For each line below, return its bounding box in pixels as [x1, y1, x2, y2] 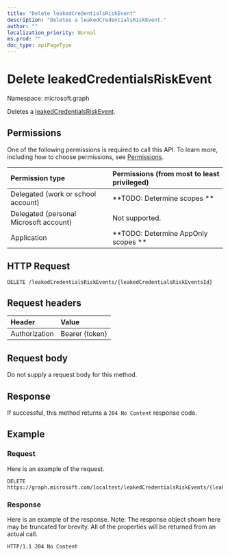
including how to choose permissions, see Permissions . [7, 152, 164, 161]
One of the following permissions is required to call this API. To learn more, [7, 145, 218, 154]
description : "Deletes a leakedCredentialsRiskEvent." [7, 16, 167, 23]
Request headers [7, 297, 82, 309]
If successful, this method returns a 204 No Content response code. [7, 409, 197, 417]
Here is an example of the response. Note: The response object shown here [7, 515, 221, 523]
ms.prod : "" [7, 36, 41, 43]
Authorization [10, 329, 54, 339]
